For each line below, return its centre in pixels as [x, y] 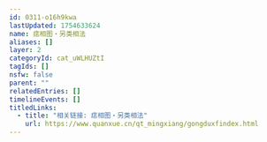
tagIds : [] [29, 67]
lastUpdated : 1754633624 [55, 26]
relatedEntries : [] [45, 91]
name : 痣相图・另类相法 [48, 34]
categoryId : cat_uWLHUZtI [57, 58]
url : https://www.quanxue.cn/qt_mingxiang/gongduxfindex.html [142, 124]
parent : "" [29, 83]
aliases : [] [31, 42]
